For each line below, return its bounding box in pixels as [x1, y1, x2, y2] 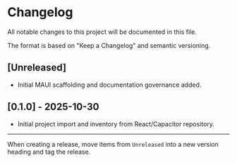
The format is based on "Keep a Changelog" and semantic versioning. [7, 41, 211, 49]
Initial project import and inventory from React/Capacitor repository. [17, 119, 215, 128]
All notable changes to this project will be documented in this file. [7, 28, 197, 36]
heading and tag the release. [7, 147, 91, 156]
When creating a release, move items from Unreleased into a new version [7, 140, 219, 148]
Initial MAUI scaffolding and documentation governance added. [17, 80, 202, 89]
